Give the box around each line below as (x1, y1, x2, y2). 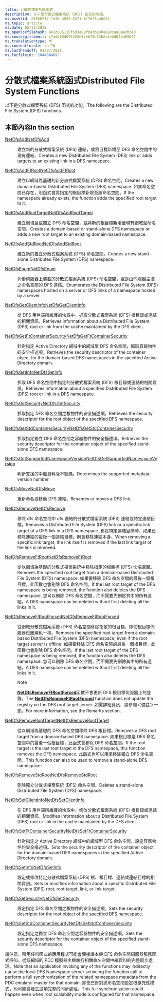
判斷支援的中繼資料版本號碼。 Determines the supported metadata (17, 471, 150, 477)
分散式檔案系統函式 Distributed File (5, 75, 145, 86)
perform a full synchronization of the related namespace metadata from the (5, 974, 157, 980)
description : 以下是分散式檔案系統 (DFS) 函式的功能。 (5, 12, 107, 17)
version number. (17, 476, 50, 482)
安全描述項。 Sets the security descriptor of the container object (25, 844, 154, 850)
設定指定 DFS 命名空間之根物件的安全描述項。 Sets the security (17, 906, 143, 911)
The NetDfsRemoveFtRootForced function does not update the (26, 695, 153, 702)
